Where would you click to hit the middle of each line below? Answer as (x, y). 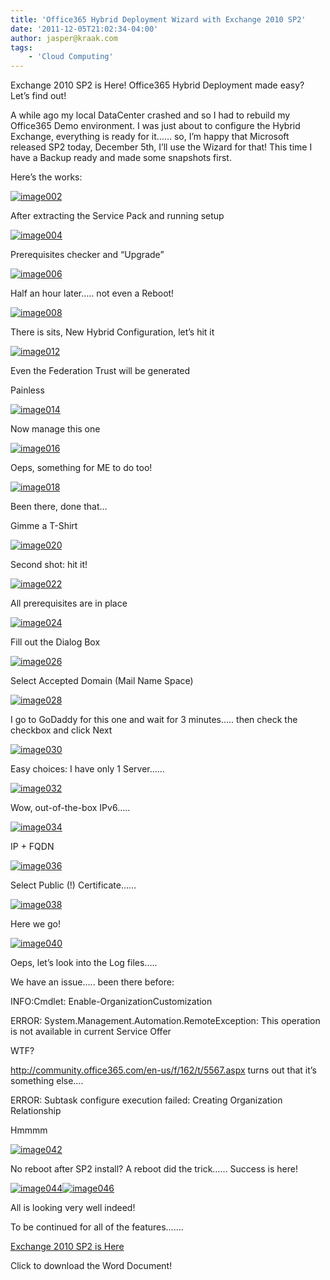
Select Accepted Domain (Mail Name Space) (102, 681)
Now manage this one (55, 429)
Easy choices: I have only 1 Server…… (87, 769)
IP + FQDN (32, 847)
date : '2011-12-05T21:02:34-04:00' (84, 29)
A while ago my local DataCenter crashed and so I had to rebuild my (150, 115)
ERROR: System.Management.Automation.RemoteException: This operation (165, 1021)
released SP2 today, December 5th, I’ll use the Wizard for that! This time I (161, 147)
